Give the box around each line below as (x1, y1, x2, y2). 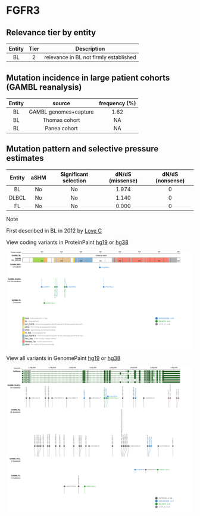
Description (75, 45, 105, 52)
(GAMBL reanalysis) (6, 82, 82, 92)
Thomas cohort (42, 117, 80, 124)
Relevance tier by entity (6, 28, 96, 38)
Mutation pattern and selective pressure (6, 144, 159, 154)
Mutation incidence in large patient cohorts (6, 72, 170, 83)
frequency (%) (99, 99, 136, 106)
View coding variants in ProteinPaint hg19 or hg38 (6, 239, 129, 246)
